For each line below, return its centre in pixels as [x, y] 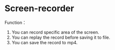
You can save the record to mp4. [45, 42]
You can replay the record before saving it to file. [61, 37]
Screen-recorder [39, 8]
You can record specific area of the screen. [55, 32]
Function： [15, 22]
